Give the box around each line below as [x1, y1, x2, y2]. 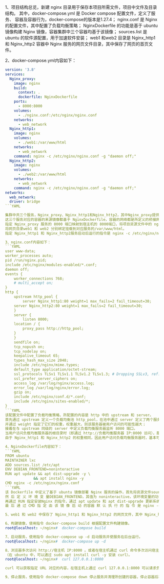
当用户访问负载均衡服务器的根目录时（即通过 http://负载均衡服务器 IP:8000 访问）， [5, 431, 157, 436]
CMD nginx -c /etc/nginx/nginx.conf [5, 481, 80, 486]
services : [5, 71, 25, 77]
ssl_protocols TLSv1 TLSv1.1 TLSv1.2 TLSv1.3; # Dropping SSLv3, [14, 372, 150, 376]
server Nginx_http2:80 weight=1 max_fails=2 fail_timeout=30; [14, 303, 143, 308]
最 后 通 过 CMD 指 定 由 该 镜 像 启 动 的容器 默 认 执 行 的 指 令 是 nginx [5, 503, 155, 508]
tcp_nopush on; [14, 344, 45, 349]
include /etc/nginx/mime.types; [14, 363, 80, 368]
